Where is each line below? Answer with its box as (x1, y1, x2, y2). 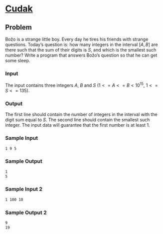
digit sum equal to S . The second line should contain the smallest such (5, 117, 150, 123)
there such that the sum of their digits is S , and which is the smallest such (5, 47, 157, 53)
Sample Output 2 (5, 209, 47, 216)
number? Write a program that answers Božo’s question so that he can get (5, 52, 158, 58)
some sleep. (5, 58, 30, 63)
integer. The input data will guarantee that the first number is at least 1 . (5, 122, 151, 128)
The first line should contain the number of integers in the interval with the (5, 111, 158, 118)
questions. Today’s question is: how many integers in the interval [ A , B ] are (5, 42, 158, 48)
